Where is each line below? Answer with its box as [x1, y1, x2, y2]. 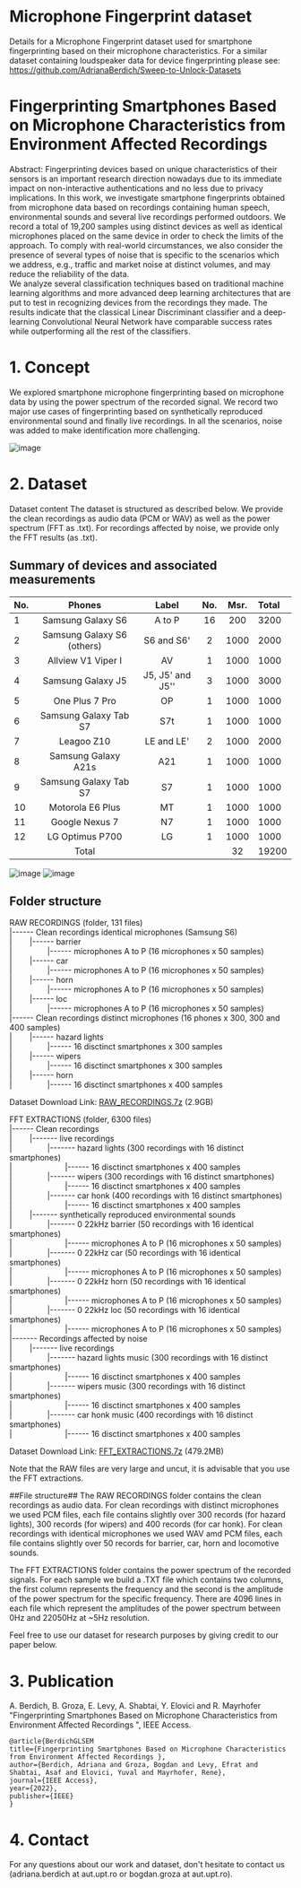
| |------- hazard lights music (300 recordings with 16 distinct [9, 1353, 269, 1363]
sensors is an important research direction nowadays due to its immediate [9, 173, 282, 184]
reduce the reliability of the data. [9, 268, 130, 279]
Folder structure [9, 893, 102, 909]
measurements [9, 572, 96, 587]
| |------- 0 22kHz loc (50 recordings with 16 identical [9, 1305, 240, 1316]
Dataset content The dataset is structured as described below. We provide [9, 503, 284, 514]
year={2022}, [9, 1784, 58, 1793]
